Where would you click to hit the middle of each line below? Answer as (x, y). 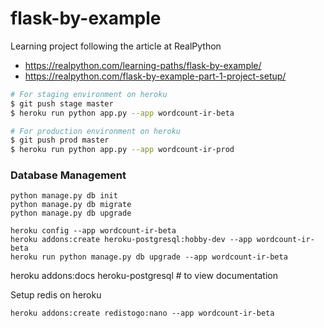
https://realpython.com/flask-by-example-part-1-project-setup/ (155, 76)
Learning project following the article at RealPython (116, 46)
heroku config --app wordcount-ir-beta (93, 231)
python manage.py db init (64, 196)
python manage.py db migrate (71, 205)
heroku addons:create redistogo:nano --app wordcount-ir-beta (142, 313)
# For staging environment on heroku (89, 94)
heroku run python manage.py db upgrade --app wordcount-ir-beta (149, 257)
